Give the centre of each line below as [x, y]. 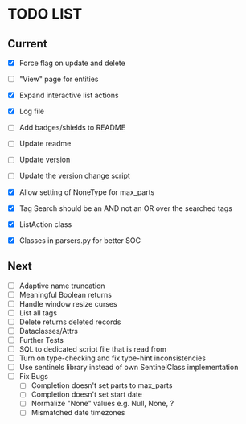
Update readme [45, 144]
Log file [32, 111]
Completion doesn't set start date [86, 394]
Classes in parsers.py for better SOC [80, 240]
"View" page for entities [59, 79]
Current [27, 44]
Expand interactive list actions [69, 95]
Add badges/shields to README [72, 128]
